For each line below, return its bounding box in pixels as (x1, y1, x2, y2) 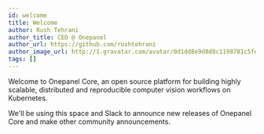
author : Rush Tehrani (8, 26, 79, 34)
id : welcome (8, 11, 47, 20)
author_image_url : (8, 48, 68, 56)
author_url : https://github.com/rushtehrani (8, 41, 156, 49)
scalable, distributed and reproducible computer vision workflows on (8, 85, 231, 94)
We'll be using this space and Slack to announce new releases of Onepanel (8, 108, 252, 118)
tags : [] (8, 56, 37, 63)
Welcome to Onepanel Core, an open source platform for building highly (8, 76, 241, 86)
